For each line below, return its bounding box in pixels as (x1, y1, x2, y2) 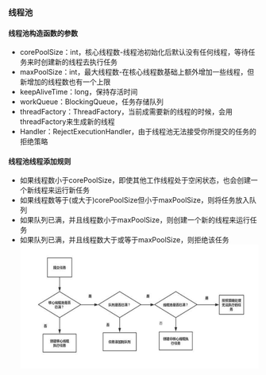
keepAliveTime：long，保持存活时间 (19, 87, 138, 97)
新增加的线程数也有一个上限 (19, 77, 111, 87)
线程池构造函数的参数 (8, 28, 78, 37)
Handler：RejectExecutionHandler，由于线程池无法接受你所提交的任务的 (19, 127, 256, 137)
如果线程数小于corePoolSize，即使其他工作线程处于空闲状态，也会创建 (19, 176, 252, 185)
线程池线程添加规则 (8, 157, 71, 166)
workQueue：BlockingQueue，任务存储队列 (19, 97, 164, 106)
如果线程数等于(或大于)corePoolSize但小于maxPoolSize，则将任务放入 (19, 195, 250, 205)
